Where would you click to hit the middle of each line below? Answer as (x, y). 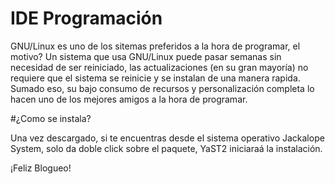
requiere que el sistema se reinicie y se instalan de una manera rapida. (155, 78)
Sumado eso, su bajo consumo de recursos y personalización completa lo (162, 88)
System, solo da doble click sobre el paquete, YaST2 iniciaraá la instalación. (166, 148)
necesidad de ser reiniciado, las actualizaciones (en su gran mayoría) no (159, 67)
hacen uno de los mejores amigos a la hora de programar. (129, 99)
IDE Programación (86, 18)
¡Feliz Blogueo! (41, 168)
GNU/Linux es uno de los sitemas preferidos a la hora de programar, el (155, 46)
